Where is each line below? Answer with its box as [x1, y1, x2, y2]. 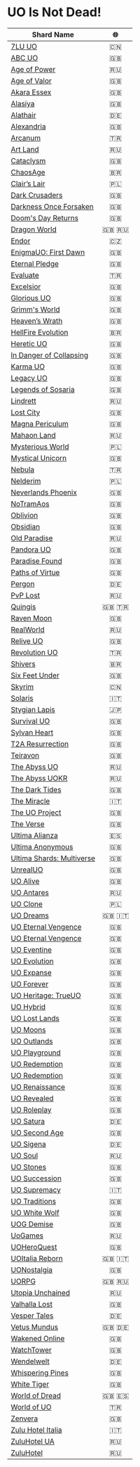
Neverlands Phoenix [10, 487, 77, 497]
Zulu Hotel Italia [10, 1425, 62, 1435]
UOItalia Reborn [10, 1253, 63, 1263]
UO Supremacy [10, 1185, 61, 1195]
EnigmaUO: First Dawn [10, 247, 85, 257]
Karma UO [10, 362, 45, 371]
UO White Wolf [10, 1207, 59, 1217]
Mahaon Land [10, 430, 56, 440]
